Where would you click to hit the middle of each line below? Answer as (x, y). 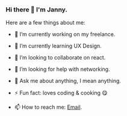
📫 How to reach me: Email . (48, 107)
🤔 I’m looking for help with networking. (62, 69)
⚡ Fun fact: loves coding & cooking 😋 (61, 93)
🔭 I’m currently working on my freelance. (65, 34)
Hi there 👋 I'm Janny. (36, 10)
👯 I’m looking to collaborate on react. (60, 58)
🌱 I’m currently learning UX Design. (58, 46)
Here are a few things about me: (45, 23)
